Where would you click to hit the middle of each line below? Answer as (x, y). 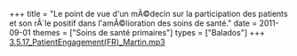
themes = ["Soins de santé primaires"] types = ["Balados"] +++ (148, 32)
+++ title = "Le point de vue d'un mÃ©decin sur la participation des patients (148, 14)
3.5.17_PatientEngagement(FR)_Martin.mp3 (88, 42)
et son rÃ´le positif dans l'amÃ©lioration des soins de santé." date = (133, 23)
